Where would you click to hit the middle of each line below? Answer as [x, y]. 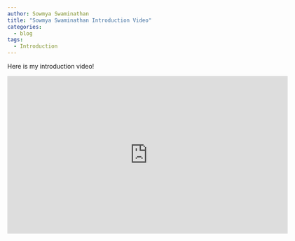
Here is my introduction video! [51, 66]
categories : [25, 27]
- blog [23, 33]
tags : [15, 40]
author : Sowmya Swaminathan [48, 14]
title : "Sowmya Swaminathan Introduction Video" [80, 20]
